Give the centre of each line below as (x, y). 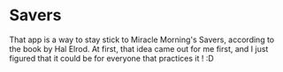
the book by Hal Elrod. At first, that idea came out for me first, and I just (139, 48)
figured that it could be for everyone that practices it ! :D (111, 58)
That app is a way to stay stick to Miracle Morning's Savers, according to (142, 40)
